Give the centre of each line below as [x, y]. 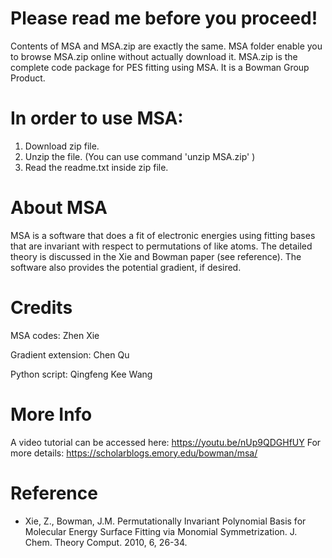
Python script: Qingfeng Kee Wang [81, 374]
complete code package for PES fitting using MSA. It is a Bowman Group [160, 67]
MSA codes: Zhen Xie [55, 335]
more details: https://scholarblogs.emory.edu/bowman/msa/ [134, 453]
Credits [41, 308]
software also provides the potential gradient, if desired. [126, 267]
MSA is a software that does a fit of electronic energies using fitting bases [163, 235]
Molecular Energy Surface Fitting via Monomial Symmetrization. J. [161, 531]
